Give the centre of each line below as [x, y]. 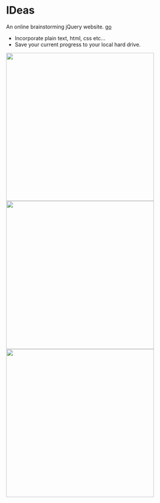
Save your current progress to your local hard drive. [78, 44]
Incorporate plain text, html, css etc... [60, 38]
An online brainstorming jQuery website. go [59, 27]
